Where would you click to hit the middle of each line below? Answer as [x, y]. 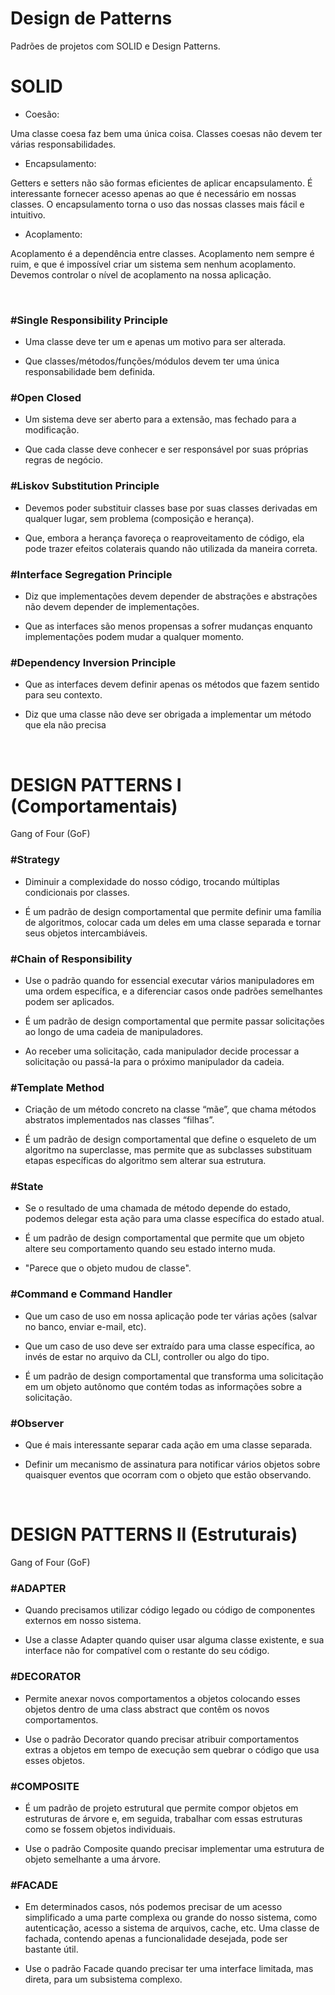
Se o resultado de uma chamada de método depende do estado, [157, 1208]
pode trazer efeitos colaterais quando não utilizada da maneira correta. [171, 548]
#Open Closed [46, 398]
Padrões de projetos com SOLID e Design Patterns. [115, 46]
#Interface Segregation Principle [91, 574]
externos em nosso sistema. [83, 1621]
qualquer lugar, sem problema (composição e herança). [139, 518]
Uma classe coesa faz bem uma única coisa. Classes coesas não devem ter [166, 133]
